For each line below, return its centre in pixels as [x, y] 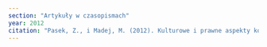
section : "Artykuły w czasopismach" [69, 16]
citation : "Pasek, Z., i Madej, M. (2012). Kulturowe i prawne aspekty [129, 30]
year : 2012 [26, 23]
